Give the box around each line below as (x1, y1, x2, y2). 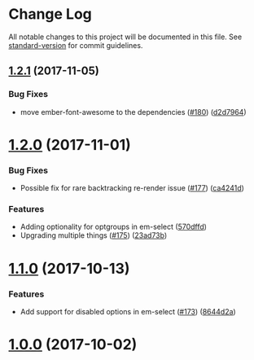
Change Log (8, 5, 92, 24)
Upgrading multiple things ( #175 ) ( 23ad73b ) (20, 230, 168, 240)
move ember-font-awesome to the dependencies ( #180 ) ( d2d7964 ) (20, 107, 247, 116)
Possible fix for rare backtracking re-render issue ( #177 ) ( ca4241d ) (20, 183, 244, 193)
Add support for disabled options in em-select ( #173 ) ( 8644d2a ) (20, 306, 236, 316)
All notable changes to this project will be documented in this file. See (8, 32, 243, 42)
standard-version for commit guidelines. (8, 40, 143, 50)
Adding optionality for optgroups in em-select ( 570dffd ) (20, 222, 208, 232)
